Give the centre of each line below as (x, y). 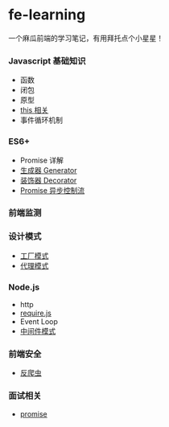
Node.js (24, 287)
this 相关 (34, 110)
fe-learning (47, 15)
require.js (36, 313)
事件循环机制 (41, 120)
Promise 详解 (42, 160)
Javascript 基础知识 (47, 60)
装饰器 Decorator (48, 180)
